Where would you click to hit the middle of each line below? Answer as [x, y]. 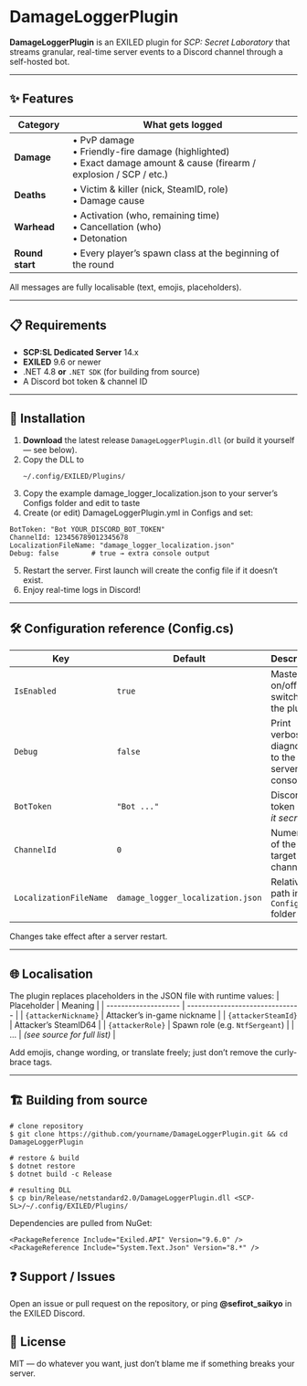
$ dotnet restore [42, 1166]
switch [285, 697]
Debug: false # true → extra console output [110, 554]
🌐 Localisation [51, 973]
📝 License [38, 1342]
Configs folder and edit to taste [81, 503]
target [284, 856]
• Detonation [100, 238]
